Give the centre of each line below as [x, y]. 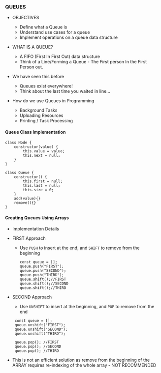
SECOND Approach [32, 297]
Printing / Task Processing [46, 121]
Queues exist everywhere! [46, 86]
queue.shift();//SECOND [44, 284]
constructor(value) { [36, 147]
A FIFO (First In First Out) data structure [60, 57]
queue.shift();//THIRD [43, 288]
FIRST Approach [29, 238]
